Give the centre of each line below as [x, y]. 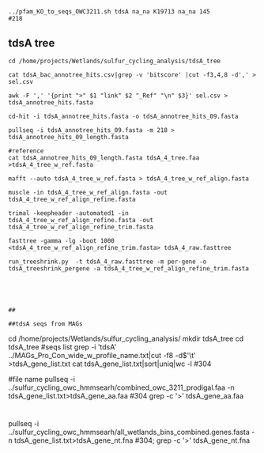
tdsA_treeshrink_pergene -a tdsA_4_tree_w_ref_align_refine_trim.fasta [128, 269]
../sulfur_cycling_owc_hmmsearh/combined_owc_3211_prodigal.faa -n [121, 387]
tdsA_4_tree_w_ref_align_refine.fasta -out [81, 221]
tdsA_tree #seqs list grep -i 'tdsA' [62, 347]
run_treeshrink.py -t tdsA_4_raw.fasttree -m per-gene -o [107, 262]
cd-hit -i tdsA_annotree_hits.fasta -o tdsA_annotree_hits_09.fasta [123, 117]
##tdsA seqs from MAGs [45, 324]
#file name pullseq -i [41, 379]
